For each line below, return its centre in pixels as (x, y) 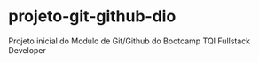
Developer (27, 50)
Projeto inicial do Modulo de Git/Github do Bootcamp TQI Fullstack (129, 41)
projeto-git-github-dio (92, 16)
